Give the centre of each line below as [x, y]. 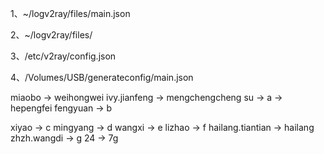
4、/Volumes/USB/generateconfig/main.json [102, 77]
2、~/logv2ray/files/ [51, 35]
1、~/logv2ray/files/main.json [70, 13]
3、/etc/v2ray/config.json [63, 56]
